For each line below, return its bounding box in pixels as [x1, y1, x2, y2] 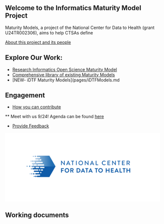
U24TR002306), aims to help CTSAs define [5, 29, 93, 36]
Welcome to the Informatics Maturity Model [5, 4, 141, 12]
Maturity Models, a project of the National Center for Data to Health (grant [5, 25, 155, 30]
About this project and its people [5, 39, 71, 45]
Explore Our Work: [5, 53, 63, 62]
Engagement [5, 91, 45, 100]
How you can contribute [12, 104, 61, 110]
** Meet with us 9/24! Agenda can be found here [5, 114, 104, 120]
